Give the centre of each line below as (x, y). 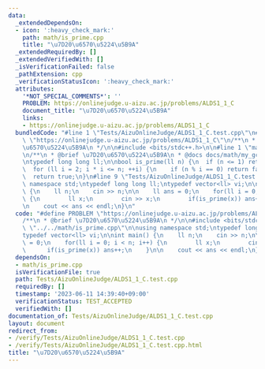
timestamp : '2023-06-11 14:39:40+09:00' (82, 294)
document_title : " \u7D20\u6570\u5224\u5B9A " (97, 111)
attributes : (35, 89)
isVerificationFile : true (58, 272)
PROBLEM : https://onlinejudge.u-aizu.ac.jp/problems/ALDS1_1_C (129, 103)
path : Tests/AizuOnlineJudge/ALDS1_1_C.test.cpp (97, 280)
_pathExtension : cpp (49, 74)
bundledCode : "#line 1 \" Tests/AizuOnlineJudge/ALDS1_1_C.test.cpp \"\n (136, 132)
